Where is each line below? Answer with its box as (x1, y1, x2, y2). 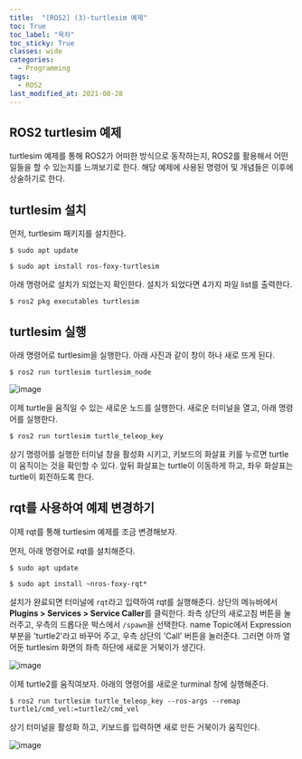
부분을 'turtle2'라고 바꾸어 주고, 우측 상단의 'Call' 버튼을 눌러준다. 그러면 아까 (9, 630, 281, 641)
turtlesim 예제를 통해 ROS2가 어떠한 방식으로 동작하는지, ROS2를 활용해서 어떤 (9, 150, 289, 161)
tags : (9, 72, 30, 82)
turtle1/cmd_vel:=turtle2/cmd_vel (9, 704, 140, 714)
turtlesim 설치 (9, 202, 87, 217)
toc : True (9, 22, 47, 31)
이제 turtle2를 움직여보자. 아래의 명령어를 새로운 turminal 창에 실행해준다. (9, 678, 269, 689)
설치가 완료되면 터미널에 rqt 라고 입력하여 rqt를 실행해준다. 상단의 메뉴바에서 (9, 596, 278, 607)
